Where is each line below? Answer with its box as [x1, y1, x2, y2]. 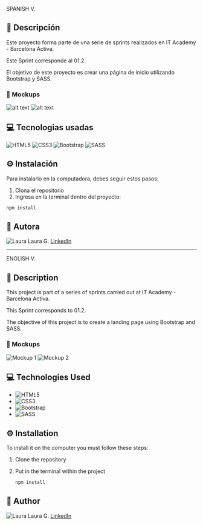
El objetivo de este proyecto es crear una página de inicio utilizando [6, 68, 175, 76]
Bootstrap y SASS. [6, 75, 53, 82]
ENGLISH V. [6, 255, 36, 262]
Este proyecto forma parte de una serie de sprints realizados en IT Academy [6, 39, 196, 46]
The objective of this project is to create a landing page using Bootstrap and [6, 319, 195, 326]
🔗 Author [6, 496, 40, 506]
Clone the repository [14, 456, 66, 463]
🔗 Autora [6, 222, 40, 232]
